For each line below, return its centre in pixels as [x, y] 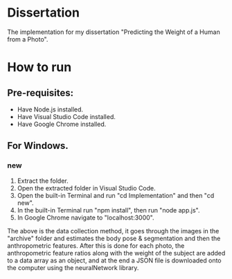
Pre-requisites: [41, 92]
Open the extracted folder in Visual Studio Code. [86, 188]
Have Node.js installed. [50, 109]
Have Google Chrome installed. [62, 124]
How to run [39, 67]
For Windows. [38, 146]
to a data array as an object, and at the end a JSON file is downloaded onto [114, 260]
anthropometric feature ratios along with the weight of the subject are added [116, 253]
